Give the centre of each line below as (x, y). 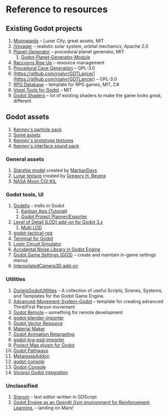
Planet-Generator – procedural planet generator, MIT (69, 52)
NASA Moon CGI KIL (35, 182)
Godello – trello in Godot (39, 206)
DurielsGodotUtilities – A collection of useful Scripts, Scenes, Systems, (88, 290)
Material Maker (29, 329)
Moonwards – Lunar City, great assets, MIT (59, 41)
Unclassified (22, 386)
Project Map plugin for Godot (44, 345)
